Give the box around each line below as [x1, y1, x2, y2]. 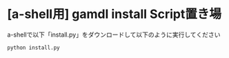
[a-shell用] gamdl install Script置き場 [7, 6, 222, 22]
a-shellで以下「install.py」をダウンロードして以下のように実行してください [7, 30, 221, 39]
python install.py [7, 44, 60, 51]
